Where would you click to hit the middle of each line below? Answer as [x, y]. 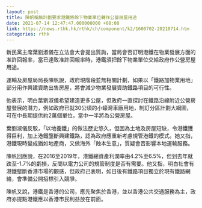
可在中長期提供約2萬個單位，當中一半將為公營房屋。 [71, 116]
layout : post [23, 12]
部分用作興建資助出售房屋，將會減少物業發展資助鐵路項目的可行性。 [90, 87]
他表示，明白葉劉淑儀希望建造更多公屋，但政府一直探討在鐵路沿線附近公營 [98, 101]
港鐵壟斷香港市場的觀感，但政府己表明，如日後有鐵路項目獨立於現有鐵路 [96, 171]
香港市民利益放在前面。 [77, 199]
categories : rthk [28, 34]
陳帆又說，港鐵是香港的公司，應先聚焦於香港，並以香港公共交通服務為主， [98, 192]
